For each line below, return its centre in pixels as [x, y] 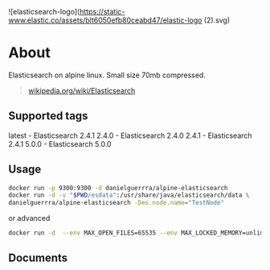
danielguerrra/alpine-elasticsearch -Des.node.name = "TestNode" [117, 203]
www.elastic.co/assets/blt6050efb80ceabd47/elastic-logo [105, 20]
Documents [38, 258]
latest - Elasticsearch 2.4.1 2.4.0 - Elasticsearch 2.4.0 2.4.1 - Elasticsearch [130, 135]
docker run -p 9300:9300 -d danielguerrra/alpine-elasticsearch [118, 188]
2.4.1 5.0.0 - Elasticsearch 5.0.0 [60, 143]
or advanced [29, 218]
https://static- [102, 12]
